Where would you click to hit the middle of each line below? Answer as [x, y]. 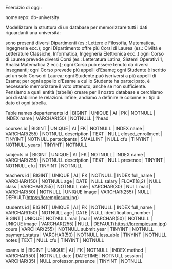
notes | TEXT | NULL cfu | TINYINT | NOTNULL [55, 240]
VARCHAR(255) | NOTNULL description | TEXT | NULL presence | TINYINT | [85, 160]
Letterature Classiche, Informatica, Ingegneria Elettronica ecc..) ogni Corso [85, 54]
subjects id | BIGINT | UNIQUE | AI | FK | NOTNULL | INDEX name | [75, 155]
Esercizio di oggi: [24, 7]
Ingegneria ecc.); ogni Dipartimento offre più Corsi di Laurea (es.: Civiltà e [83, 48]
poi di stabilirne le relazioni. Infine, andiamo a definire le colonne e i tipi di [83, 97]
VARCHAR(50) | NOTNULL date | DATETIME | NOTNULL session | [74, 256]
